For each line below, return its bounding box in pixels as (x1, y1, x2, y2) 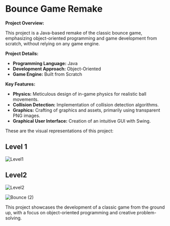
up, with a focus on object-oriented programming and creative (5, 209, 136, 215)
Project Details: (5, 50, 39, 56)
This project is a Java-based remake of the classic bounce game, (5, 30, 143, 36)
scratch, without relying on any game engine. (5, 40, 100, 46)
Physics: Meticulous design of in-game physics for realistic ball (12, 91, 147, 97)
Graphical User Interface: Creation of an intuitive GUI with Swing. (12, 118, 151, 124)
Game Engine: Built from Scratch (12, 71, 82, 77)
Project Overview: (5, 20, 44, 26)
